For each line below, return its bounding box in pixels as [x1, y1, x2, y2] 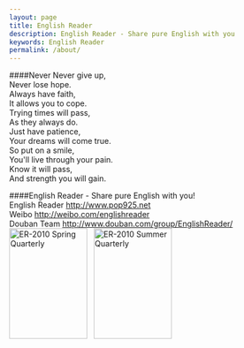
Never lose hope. [9, 79, 72, 90]
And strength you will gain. [9, 173, 107, 184]
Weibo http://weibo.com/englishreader [9, 209, 150, 220]
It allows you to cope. [9, 98, 88, 109]
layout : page [9, 12, 57, 22]
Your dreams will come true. [9, 136, 112, 147]
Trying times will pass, [9, 108, 91, 118]
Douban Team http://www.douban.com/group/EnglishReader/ [9, 218, 233, 230]
